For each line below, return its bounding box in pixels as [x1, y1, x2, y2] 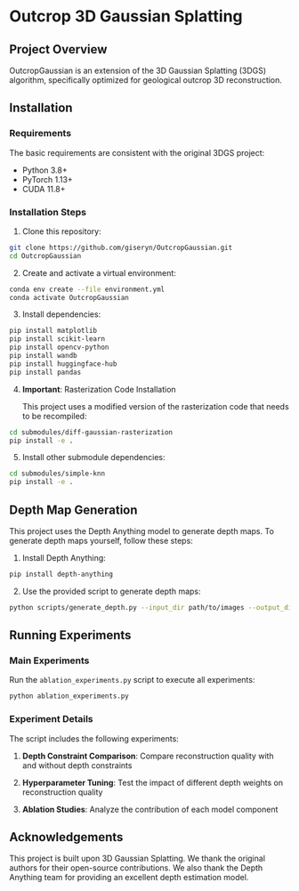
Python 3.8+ [21, 165, 69, 175]
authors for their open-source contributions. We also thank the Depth [9, 863, 263, 873]
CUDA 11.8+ [21, 183, 66, 194]
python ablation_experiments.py [9, 692, 129, 701]
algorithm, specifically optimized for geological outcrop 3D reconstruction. [9, 75, 283, 85]
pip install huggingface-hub [9, 359, 117, 369]
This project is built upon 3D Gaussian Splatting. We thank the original [9, 853, 265, 864]
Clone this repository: [21, 225, 101, 237]
